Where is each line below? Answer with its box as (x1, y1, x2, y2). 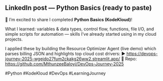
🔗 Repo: (121, 55, 137, 62)
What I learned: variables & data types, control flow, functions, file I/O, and (5, 26, 154, 32)
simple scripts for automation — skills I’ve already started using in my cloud (5, 31, 157, 37)
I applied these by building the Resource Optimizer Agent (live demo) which (5, 45, 157, 51)
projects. (5, 36, 23, 42)
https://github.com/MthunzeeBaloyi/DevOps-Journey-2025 (5, 61, 124, 67)
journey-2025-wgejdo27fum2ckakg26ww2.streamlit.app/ (5, 55, 120, 62)
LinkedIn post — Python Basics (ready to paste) (5, 4, 152, 12)
